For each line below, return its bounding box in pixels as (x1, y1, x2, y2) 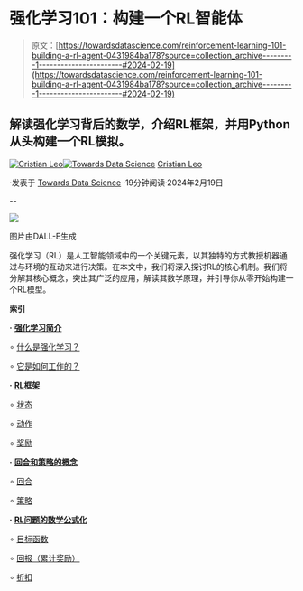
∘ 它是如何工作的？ (9, 361, 80, 371)
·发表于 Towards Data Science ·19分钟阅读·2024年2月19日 (9, 177, 224, 188)
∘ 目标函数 (9, 533, 49, 544)
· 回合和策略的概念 (9, 456, 78, 467)
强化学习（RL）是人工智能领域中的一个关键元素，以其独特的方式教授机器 (9, 249, 280, 260)
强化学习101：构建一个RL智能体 (9, 8, 243, 29)
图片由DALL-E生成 (9, 230, 77, 241)
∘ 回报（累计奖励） (9, 552, 80, 563)
